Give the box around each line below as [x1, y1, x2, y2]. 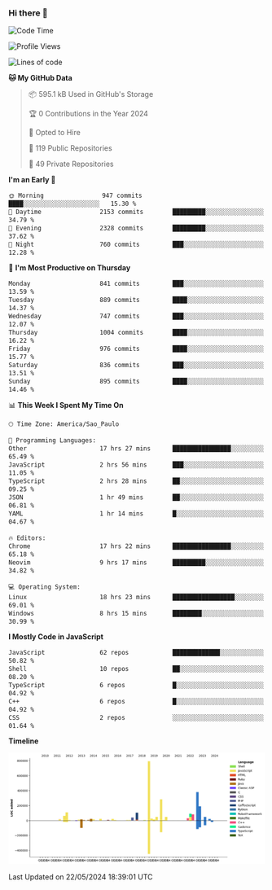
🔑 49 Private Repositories [28, 159, 114, 169]
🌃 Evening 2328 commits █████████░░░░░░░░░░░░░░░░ [8, 224, 265, 233]
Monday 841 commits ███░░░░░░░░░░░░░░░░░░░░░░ [8, 280, 265, 288]
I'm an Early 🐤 [8, 175, 56, 185]
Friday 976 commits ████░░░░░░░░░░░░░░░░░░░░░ [8, 345, 265, 353]
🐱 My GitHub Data [8, 73, 73, 83]
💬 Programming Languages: [8, 436, 96, 445]
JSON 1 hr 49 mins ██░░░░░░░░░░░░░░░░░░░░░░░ [8, 493, 265, 502]
